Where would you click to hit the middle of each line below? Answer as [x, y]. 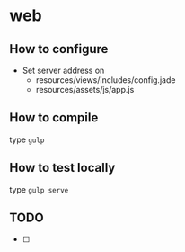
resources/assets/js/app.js [85, 90]
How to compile [54, 118]
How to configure [59, 49]
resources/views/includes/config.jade [106, 80]
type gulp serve [39, 189]
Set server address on [63, 70]
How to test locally [62, 168]
